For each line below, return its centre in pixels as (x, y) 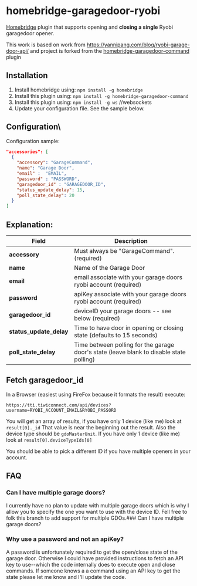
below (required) (97, 318)
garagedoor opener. (30, 33)
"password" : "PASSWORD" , (48, 179)
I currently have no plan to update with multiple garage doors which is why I (98, 505)
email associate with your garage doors (128, 277)
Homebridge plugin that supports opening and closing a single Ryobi (90, 27)
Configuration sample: (33, 141)
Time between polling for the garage (124, 345)
